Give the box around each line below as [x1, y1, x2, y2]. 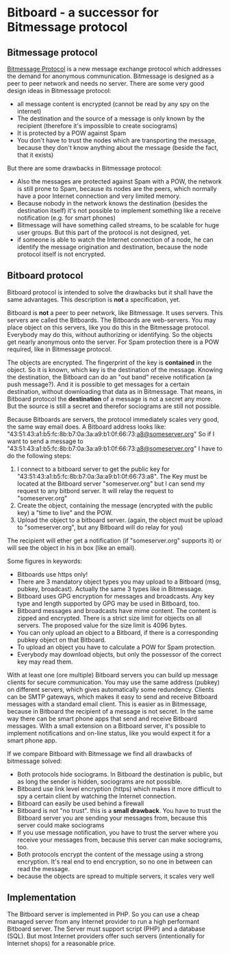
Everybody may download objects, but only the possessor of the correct [16, 650, 222, 658]
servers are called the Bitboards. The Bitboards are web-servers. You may [7, 316, 216, 324]
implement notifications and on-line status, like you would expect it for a [7, 729, 211, 737]
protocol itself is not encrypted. [16, 250, 106, 258]
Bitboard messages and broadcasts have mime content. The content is [16, 606, 217, 614]
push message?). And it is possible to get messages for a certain [7, 380, 190, 388]
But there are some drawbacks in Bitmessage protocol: [7, 164, 162, 172]
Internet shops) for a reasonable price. [7, 939, 116, 947]
